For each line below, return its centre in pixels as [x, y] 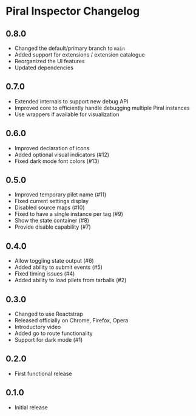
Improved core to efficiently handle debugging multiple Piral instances [102, 108]
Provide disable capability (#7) [53, 227]
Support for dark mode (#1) [49, 340]
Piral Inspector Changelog [73, 11]
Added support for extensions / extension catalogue [79, 55]
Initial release [31, 407]
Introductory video [38, 327]
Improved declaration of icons [52, 148]
